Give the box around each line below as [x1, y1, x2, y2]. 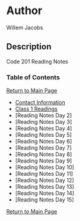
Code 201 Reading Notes [6, 57, 68, 65]
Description [6, 42, 52, 52]
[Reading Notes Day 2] [15, 112, 72, 119]
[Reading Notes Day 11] [15, 170, 73, 178]
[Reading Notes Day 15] [15, 196, 75, 203]
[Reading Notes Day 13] [15, 183, 75, 190]
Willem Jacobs [6, 24, 44, 31]
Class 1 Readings [15, 105, 58, 113]
